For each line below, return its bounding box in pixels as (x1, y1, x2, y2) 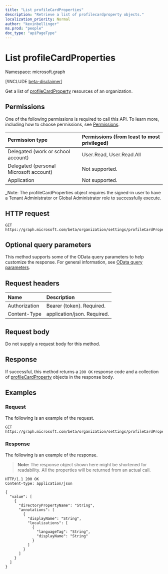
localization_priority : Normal (5, 17, 70, 22)
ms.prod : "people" (5, 26, 43, 31)
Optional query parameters (5, 240, 91, 249)
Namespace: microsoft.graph (5, 69, 65, 75)
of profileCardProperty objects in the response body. (5, 374, 114, 380)
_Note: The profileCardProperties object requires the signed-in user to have (5, 189, 161, 195)
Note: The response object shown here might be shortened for (17, 461, 147, 467)
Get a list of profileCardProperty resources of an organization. (5, 88, 133, 94)
